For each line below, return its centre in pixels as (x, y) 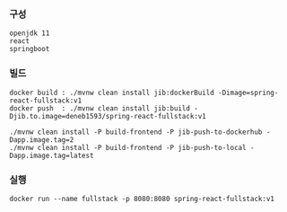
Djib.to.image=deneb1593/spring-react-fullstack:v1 (108, 116)
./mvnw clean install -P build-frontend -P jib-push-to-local (128, 147)
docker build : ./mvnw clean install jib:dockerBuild (112, 93)
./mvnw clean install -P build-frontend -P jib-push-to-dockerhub (136, 132)
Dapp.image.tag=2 (42, 140)
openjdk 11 (30, 33)
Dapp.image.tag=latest (52, 155)
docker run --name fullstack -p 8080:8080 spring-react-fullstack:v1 (142, 199)
